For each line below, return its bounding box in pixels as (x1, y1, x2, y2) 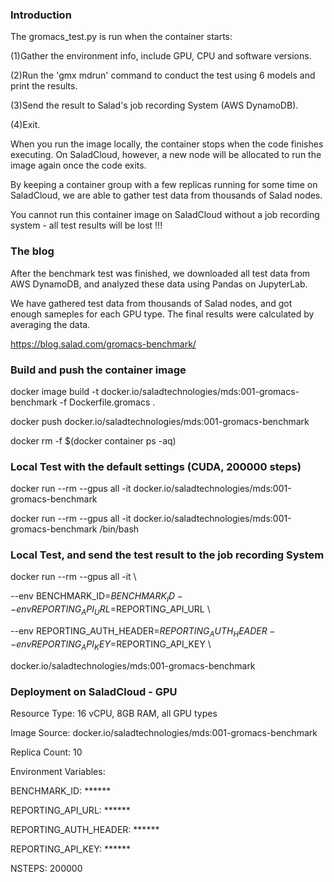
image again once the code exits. (10, 159, 147, 172)
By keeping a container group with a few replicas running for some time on (10, 179, 318, 191)
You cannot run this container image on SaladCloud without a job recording (10, 209, 320, 221)
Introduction (10, 8, 72, 22)
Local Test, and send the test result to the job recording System (10, 548, 325, 562)
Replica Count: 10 (10, 746, 83, 758)
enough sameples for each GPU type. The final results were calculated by (10, 308, 315, 320)
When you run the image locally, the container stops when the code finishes (10, 138, 324, 150)
